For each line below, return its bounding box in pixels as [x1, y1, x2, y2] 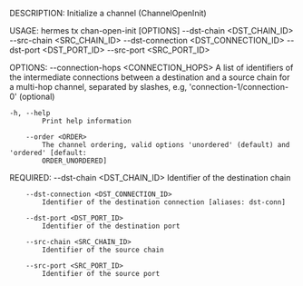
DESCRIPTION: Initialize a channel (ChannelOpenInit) [9, 8, 207, 18]
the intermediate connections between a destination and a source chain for [9, 72, 290, 83]
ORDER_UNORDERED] [42, 156, 107, 165]
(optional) [18, 91, 55, 102]
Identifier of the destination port [42, 222, 181, 231]
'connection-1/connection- [189, 82, 288, 92]
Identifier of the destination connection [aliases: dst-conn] [42, 198, 286, 207]
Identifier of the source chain [42, 245, 165, 254]
